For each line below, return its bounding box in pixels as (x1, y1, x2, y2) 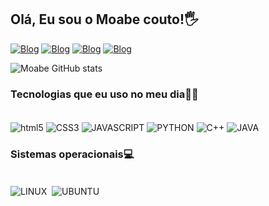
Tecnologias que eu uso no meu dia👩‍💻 (10, 87, 199, 101)
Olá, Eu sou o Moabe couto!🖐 (10, 11, 199, 28)
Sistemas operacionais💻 (10, 147, 135, 161)
